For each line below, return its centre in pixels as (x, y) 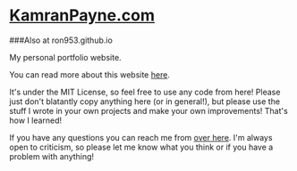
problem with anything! (52, 156)
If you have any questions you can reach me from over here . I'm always (141, 137)
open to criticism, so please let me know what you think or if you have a (141, 147)
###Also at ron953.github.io (61, 40)
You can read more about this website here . (89, 74)
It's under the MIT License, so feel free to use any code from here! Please (145, 92)
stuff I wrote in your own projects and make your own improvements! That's (148, 110)
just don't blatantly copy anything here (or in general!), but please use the (144, 101)
